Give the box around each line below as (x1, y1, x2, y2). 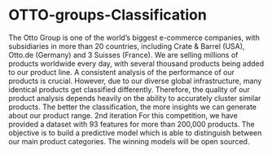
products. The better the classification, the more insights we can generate (8, 102, 257, 112)
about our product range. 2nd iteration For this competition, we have (8, 110, 238, 120)
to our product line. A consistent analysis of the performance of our (8, 67, 235, 77)
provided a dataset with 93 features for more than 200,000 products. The (8, 119, 255, 129)
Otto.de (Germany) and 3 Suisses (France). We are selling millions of (8, 50, 239, 59)
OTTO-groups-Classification (8, 6, 208, 24)
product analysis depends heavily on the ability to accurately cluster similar (8, 93, 261, 103)
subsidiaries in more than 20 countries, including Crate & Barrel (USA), (8, 41, 245, 51)
